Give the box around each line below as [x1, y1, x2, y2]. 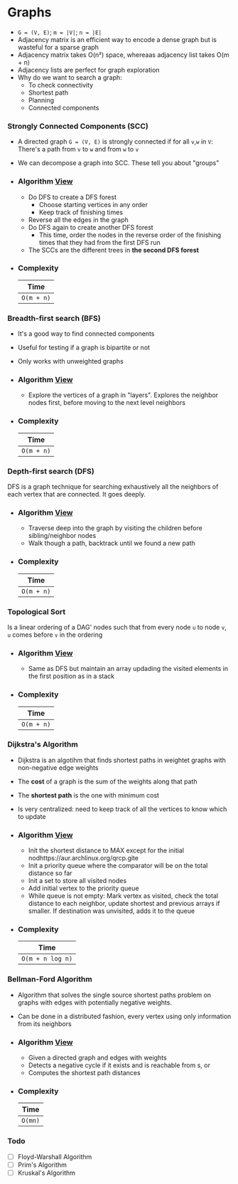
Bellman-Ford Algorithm [7, 974, 92, 984]
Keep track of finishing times [38, 208, 123, 216]
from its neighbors [17, 1019, 72, 1028]
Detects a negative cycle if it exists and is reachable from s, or [28, 1061, 211, 1069]
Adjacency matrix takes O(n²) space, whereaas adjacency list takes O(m [17, 51, 229, 59]
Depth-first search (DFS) [7, 466, 94, 476]
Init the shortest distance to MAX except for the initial [28, 846, 185, 855]
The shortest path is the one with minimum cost [17, 791, 160, 799]
